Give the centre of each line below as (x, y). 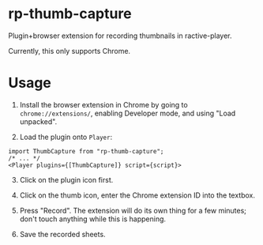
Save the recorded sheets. (62, 234)
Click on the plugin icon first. (66, 179)
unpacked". (38, 121)
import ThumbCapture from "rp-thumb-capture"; (86, 151)
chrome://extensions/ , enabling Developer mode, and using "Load (128, 113)
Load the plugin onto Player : (66, 137)
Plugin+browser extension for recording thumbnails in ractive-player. (120, 36)
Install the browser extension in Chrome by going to (103, 104)
